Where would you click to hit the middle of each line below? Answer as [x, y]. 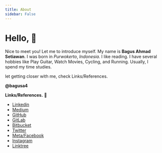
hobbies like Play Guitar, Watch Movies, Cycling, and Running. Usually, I [77, 62]
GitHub [19, 115]
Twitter [19, 130]
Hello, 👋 [21, 38]
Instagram [22, 141]
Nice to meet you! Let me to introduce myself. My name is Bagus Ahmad [78, 51]
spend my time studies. [28, 67]
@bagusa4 [17, 86]
